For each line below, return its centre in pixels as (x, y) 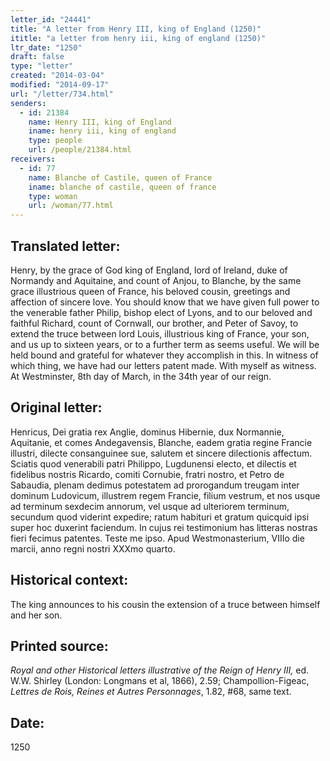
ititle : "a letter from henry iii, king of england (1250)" (138, 38)
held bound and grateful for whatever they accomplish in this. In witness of (164, 355)
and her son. (36, 615)
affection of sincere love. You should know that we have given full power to (165, 302)
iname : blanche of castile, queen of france (122, 187)
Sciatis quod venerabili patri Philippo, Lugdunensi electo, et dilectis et (153, 463)
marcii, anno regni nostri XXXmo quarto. (93, 548)
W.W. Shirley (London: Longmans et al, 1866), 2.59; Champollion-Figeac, (160, 681)
